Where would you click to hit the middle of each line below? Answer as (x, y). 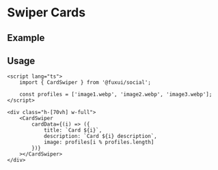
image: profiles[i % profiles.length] (99, 142)
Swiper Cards (46, 13)
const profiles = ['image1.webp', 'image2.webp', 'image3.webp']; (116, 95)
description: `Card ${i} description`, (100, 137)
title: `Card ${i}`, (73, 130)
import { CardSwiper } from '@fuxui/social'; (85, 83)
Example (26, 38)
